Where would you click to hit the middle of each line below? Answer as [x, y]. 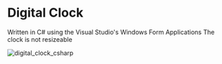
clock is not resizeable [40, 39]
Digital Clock [45, 13]
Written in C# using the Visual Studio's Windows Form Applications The [111, 32]
